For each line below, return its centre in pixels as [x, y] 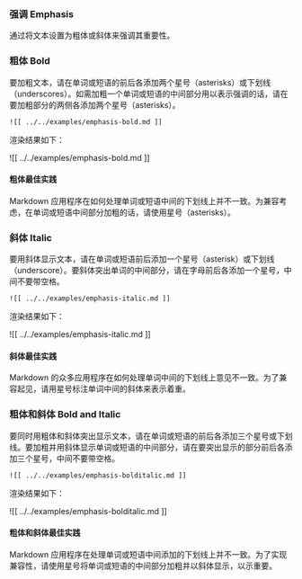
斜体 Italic [31, 237]
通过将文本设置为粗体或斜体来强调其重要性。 [92, 36]
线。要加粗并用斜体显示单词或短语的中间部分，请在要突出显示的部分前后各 [147, 447]
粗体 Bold [30, 61]
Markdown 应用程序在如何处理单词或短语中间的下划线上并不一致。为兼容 [144, 200]
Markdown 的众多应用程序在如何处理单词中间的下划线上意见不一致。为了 [144, 378]
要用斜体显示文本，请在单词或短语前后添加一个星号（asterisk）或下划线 [142, 259]
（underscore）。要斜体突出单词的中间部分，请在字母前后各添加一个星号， [147, 271]
